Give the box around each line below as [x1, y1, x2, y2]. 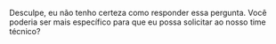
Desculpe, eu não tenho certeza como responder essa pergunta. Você [9, 8, 267, 18]
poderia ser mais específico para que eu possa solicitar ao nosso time [9, 17, 267, 27]
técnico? [9, 26, 41, 36]
